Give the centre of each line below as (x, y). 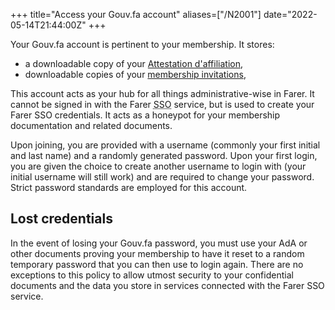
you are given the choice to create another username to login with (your (158, 166)
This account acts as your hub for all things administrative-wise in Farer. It (162, 93)
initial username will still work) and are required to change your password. (162, 177)
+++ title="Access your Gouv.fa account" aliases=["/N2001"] (136, 14)
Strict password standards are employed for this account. (129, 187)
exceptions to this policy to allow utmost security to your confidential (152, 275)
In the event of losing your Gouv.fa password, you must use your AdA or (159, 243)
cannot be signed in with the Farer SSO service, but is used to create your (162, 104)
